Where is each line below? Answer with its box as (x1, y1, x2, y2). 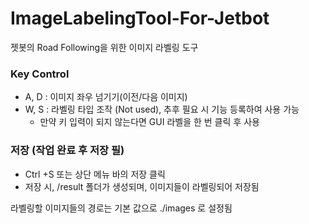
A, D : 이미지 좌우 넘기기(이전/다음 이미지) (24, 91, 188, 103)
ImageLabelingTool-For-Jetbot (10, 7, 270, 30)
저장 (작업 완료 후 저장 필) (10, 143, 125, 157)
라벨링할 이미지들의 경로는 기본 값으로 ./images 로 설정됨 (10, 202, 233, 214)
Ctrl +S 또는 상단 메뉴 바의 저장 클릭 (24, 168, 166, 180)
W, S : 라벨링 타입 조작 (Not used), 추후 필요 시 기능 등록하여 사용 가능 (24, 103, 300, 116)
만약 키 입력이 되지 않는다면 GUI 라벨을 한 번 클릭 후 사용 (39, 116, 260, 128)
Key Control (10, 67, 70, 81)
